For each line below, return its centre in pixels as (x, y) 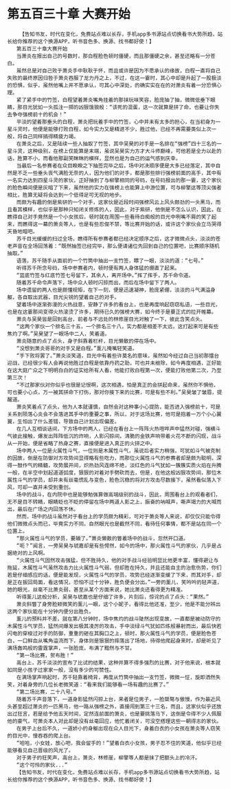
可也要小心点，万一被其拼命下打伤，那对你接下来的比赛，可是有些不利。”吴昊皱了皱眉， (112, 392)
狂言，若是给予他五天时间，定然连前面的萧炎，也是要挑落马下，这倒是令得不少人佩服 (119, 714)
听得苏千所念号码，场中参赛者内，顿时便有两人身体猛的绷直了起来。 (98, 268)
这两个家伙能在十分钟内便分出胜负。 (51, 612)
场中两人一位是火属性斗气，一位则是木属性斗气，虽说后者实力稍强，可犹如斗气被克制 (118, 451)
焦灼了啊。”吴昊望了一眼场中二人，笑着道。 (59, 334)
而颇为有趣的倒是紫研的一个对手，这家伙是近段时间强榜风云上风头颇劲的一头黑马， (116, 202)
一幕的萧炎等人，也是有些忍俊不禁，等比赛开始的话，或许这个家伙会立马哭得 (129, 224)
